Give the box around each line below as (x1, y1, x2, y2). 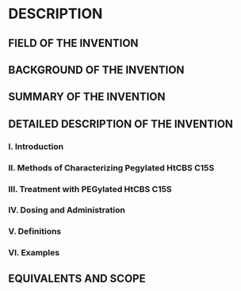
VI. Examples (8, 247, 60, 258)
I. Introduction (8, 140, 64, 151)
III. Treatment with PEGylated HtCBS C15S (8, 183, 172, 194)
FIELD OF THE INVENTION (8, 36, 139, 50)
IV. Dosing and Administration (8, 205, 125, 216)
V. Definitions (8, 226, 62, 237)
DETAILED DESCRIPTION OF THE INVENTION (8, 117, 234, 131)
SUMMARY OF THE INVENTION (8, 90, 166, 104)
